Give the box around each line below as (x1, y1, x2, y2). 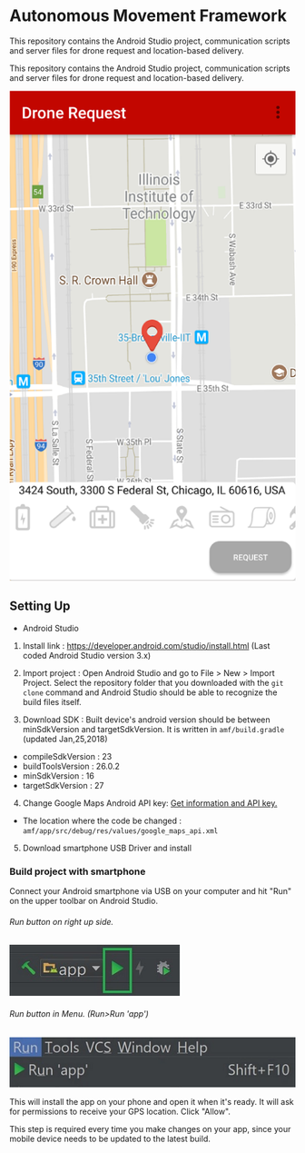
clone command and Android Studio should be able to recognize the (22, 687, 278, 698)
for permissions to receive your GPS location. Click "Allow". (9, 1106, 231, 1117)
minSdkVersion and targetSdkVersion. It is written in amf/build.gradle (22, 723, 285, 734)
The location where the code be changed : (22, 815, 182, 826)
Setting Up (9, 599, 71, 614)
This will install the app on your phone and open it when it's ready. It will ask (9, 1096, 295, 1107)
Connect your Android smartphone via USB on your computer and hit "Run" (9, 886, 292, 897)
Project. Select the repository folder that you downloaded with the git (22, 677, 284, 688)
